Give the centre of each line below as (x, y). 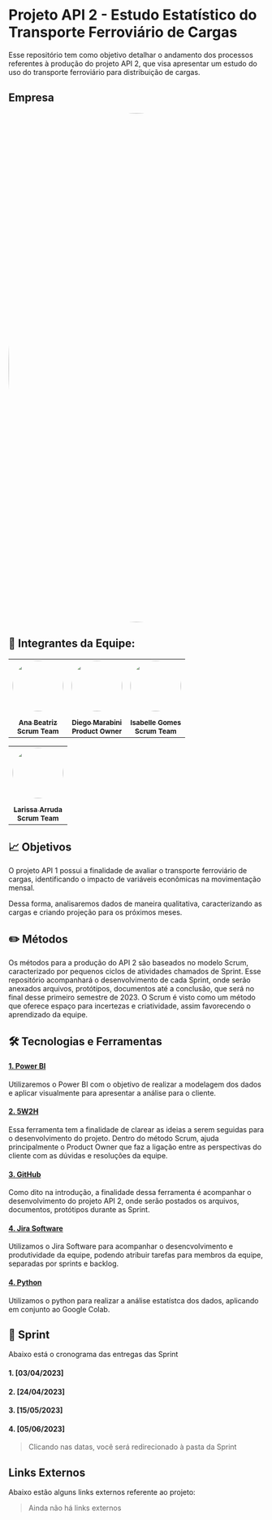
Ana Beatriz (38, 723)
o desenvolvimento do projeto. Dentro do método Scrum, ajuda (114, 1138)
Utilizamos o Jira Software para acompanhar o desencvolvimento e (121, 1246)
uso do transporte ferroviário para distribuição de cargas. (104, 72)
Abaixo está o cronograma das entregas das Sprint (93, 1355)
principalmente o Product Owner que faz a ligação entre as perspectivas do (135, 1147)
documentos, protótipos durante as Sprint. (79, 1210)
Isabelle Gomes (155, 723)
